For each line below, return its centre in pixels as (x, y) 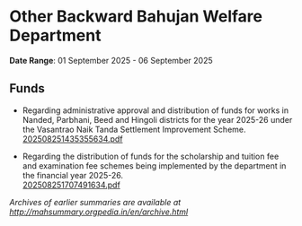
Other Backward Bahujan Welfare (136, 17)
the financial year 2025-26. (73, 175)
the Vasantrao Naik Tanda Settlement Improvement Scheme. (134, 129)
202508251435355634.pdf (72, 139)
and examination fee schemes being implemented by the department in (154, 165)
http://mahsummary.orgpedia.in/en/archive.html (99, 212)
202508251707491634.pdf (71, 185)
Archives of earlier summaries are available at (95, 202)
